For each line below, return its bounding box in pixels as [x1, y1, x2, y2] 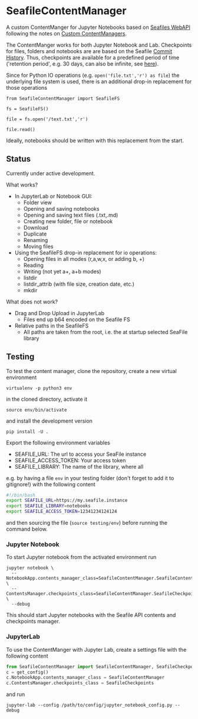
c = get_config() [6, 669, 49, 675]
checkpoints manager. [6, 618, 60, 625]
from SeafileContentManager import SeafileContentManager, [6, 664, 154, 669]
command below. [6, 525, 48, 532]
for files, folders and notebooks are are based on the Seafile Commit [6, 47, 173, 54]
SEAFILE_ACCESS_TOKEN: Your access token [14, 456, 126, 464]
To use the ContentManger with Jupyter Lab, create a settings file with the [6, 646, 187, 653]
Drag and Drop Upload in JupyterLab [14, 309, 105, 316]
